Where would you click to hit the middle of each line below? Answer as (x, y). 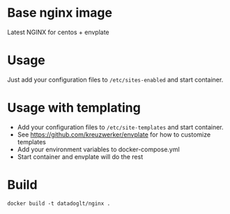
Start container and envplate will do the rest (80, 156)
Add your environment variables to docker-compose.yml (98, 149)
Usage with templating (74, 108)
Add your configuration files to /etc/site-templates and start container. (121, 127)
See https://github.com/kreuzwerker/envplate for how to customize (114, 135)
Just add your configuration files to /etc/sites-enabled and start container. (115, 79)
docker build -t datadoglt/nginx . (59, 204)
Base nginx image (60, 13)
